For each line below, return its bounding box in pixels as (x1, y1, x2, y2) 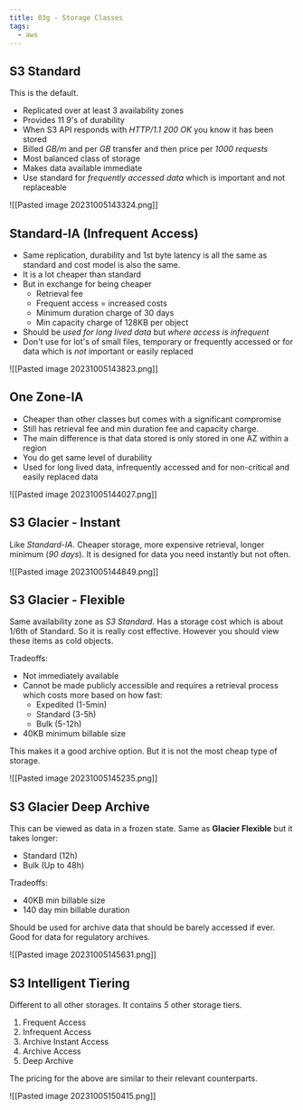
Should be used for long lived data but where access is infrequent (22, 327, 270, 337)
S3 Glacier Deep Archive (9, 799, 150, 814)
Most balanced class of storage (22, 153, 141, 164)
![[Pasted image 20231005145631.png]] (9, 949, 156, 960)
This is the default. (9, 88, 79, 99)
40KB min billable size (22, 895, 106, 906)
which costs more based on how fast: (22, 689, 163, 701)
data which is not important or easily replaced (22, 346, 194, 356)
